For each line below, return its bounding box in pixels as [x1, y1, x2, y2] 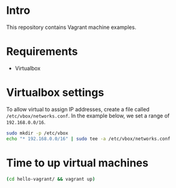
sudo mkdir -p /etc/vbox [6, 130, 68, 136]
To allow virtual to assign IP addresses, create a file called [6, 105, 150, 113]
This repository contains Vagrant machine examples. [6, 23, 136, 31]
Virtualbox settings [6, 86, 105, 99]
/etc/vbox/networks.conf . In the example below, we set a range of [6, 112, 170, 119]
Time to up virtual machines [6, 156, 149, 169]
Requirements [6, 45, 78, 58]
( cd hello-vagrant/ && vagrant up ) [6, 176, 96, 182]
